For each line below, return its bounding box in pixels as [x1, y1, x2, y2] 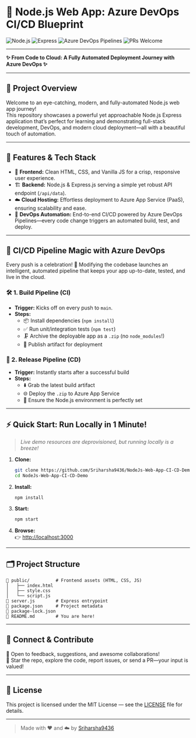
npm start [14, 516, 39, 522]
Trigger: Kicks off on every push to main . [14, 304, 113, 311]
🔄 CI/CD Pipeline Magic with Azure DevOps [6, 246, 165, 256]
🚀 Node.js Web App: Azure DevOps [6, 5, 180, 19]
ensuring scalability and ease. [14, 205, 86, 212]
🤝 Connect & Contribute [6, 635, 94, 645]
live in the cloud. [6, 274, 45, 281]
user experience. [14, 174, 55, 181]
